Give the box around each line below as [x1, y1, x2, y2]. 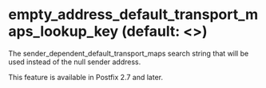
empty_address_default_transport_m [8, 6, 259, 24]
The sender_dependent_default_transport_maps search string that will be [8, 48, 249, 58]
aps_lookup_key [8, 22, 119, 40]
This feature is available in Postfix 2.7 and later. [8, 72, 164, 82]
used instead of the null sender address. [8, 57, 141, 67]
